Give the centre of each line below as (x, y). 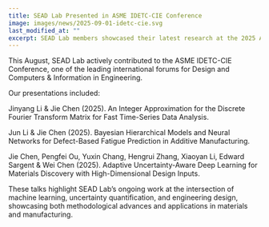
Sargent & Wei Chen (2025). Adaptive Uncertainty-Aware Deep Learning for (133, 165)
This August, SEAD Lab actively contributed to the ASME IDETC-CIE (120, 61)
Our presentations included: (54, 94)
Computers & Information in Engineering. (75, 78)
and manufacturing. (41, 215)
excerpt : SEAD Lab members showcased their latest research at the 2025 (132, 38)
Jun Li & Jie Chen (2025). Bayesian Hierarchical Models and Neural (119, 133)
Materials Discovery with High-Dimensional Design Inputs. (104, 173)
